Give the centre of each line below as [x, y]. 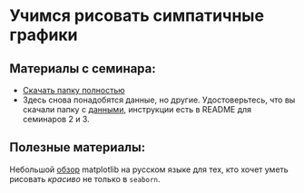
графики [44, 35]
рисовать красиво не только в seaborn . [85, 179]
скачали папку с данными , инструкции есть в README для [137, 109]
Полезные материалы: [78, 147]
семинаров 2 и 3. [56, 119]
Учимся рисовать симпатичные [137, 16]
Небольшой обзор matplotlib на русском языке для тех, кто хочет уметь [149, 169]
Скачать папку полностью [74, 90]
